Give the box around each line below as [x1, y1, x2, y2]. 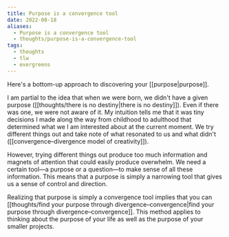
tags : [7, 42, 23, 49]
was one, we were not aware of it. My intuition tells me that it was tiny [7, 108, 204, 116]
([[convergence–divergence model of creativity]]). [7, 137, 149, 145]
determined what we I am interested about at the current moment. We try [7, 122, 215, 131]
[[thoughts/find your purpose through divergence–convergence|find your [7, 200, 215, 208]
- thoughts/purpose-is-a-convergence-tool [13, 36, 137, 43]
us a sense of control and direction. [7, 179, 108, 188]
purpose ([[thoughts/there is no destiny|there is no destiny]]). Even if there [7, 100, 219, 109]
